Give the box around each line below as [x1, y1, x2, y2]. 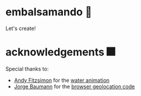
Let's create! [5, 25, 36, 32]
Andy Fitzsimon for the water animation [14, 77, 110, 84]
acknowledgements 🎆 [5, 45, 115, 59]
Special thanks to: [5, 65, 49, 72]
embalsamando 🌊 [5, 5, 92, 19]
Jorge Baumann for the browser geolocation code [14, 82, 135, 90]
